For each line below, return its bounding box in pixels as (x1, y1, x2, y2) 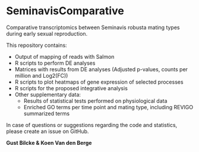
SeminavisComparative (6, 4, 125, 18)
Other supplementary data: (14, 91, 81, 98)
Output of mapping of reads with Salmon (14, 53, 115, 60)
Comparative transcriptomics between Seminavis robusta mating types (6, 24, 180, 31)
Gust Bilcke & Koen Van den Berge (6, 139, 92, 146)
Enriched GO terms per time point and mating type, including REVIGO (23, 103, 194, 110)
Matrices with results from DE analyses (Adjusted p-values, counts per (14, 65, 188, 72)
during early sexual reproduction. (6, 30, 88, 37)
